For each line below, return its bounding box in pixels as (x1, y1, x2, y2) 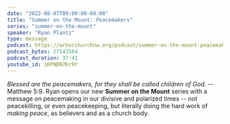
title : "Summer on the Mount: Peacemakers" (7, 16, 133, 23)
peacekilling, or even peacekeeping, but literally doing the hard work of (7, 101, 208, 110)
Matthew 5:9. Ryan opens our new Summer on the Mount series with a (7, 87, 207, 95)
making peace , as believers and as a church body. (7, 109, 149, 117)
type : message (7, 36, 48, 42)
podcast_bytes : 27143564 (7, 49, 78, 55)
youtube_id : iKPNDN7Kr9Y (7, 61, 78, 68)
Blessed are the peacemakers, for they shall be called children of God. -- (7, 79, 214, 88)
